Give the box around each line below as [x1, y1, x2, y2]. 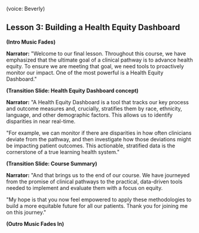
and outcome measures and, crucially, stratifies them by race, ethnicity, [6, 105, 182, 112]
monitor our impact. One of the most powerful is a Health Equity [6, 69, 164, 76]
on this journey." [6, 208, 47, 216]
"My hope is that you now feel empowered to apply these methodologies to [6, 196, 192, 203]
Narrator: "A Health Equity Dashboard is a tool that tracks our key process [6, 98, 189, 105]
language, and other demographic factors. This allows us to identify [6, 111, 173, 119]
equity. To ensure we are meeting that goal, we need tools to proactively [6, 62, 184, 69]
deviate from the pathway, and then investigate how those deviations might [6, 135, 191, 143]
